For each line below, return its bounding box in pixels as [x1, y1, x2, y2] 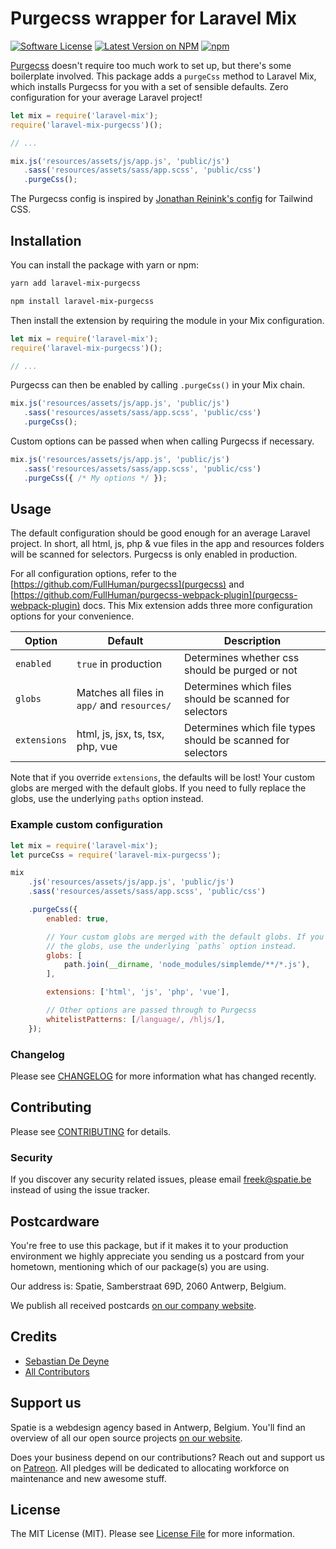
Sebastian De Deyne [24, 1355, 110, 1367]
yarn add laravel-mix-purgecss [10, 278, 141, 288]
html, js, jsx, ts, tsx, [76, 727, 165, 741]
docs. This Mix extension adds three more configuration [82, 600, 313, 612]
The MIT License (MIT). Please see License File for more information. [10, 1528, 295, 1540]
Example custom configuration [10, 818, 163, 832]
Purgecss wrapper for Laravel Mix [10, 7, 297, 30]
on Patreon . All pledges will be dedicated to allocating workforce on [10, 1462, 290, 1474]
